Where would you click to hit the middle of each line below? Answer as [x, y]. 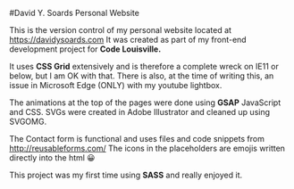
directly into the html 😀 [52, 158]
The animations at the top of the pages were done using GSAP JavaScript [145, 103]
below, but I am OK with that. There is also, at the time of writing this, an [142, 76]
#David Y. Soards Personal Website [75, 13]
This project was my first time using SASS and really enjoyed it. [126, 175]
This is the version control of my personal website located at [121, 30]
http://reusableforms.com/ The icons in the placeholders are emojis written [147, 148]
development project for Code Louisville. [85, 49]
